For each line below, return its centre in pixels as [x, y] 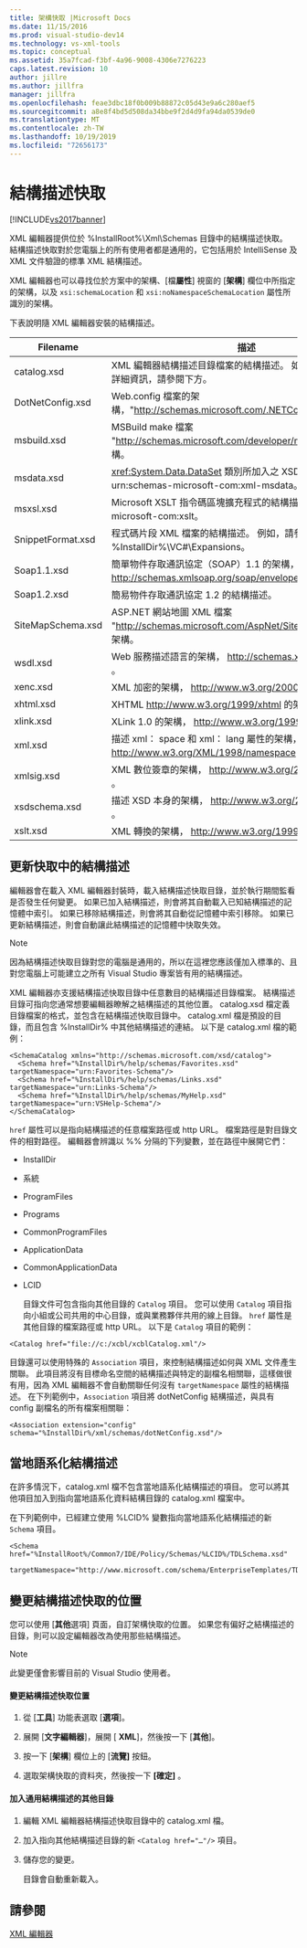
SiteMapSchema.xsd [58, 625]
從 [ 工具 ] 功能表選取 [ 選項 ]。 [76, 1718]
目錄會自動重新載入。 [63, 1879]
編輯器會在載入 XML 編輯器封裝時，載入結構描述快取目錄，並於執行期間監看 [152, 890]
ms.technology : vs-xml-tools [65, 43]
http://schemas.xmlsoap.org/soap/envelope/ [207, 577]
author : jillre [38, 78]
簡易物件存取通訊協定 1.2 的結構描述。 [194, 595]
